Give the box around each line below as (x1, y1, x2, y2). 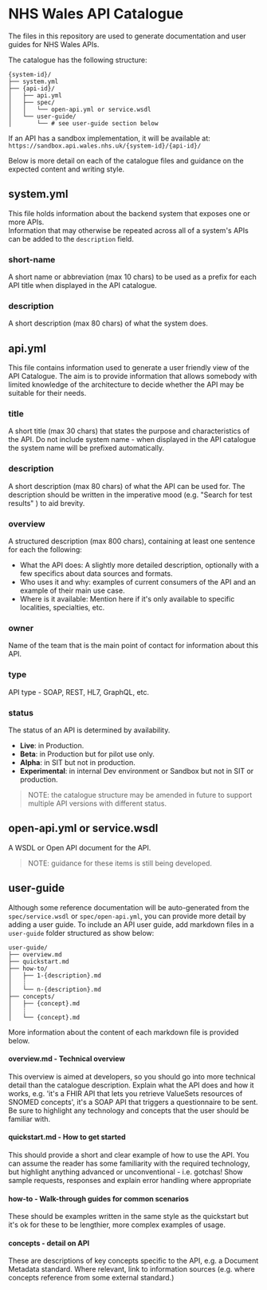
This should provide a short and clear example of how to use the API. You (8, 1150, 249, 1159)
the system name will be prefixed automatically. (8, 444, 165, 453)
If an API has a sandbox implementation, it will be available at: (8, 133, 211, 143)
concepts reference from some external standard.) (8, 1273, 175, 1283)
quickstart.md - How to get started (8, 1132, 126, 1142)
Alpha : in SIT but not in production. (19, 757, 135, 767)
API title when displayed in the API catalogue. (8, 281, 157, 290)
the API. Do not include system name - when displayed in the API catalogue (8, 435, 257, 444)
